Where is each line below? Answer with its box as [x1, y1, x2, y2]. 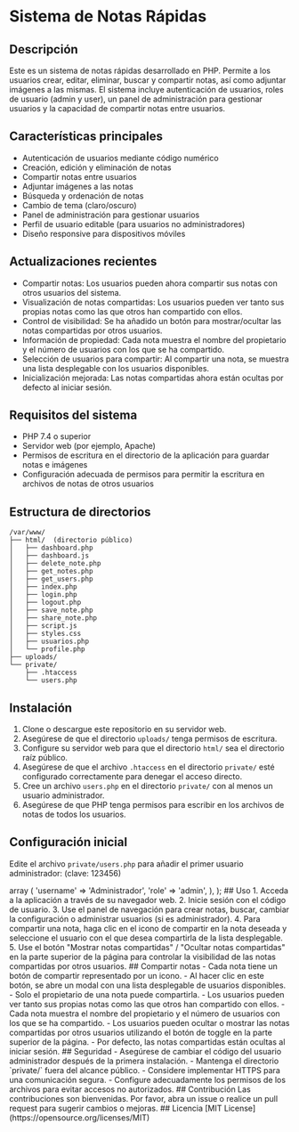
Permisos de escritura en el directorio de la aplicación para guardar [21, 450, 270, 460]
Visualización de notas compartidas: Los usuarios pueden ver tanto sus [21, 297, 285, 307]
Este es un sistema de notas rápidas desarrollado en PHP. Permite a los [9, 65, 271, 76]
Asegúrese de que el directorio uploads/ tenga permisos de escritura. [21, 733, 278, 745]
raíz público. [21, 753, 69, 763]
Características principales [9, 129, 163, 144]
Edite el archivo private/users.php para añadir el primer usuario [9, 858, 244, 869]
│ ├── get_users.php [9, 574, 93, 584]
